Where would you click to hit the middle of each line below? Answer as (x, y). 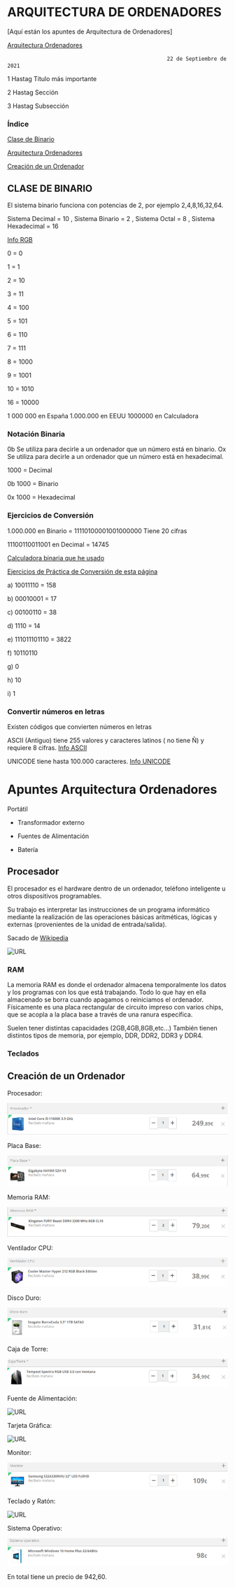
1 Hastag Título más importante (52, 78)
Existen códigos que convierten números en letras (80, 726)
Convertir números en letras (56, 711)
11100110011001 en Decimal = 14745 (58, 544)
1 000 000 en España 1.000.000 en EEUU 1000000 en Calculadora (103, 416)
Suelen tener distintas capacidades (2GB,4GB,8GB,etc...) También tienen (113, 1028)
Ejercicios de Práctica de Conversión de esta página (83, 572)
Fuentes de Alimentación (53, 836)
